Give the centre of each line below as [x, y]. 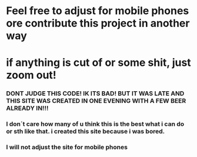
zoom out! [31, 75]
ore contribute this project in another [98, 23]
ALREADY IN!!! [27, 108]
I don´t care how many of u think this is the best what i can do [95, 124]
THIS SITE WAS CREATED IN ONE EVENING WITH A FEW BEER [96, 101]
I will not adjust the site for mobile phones [67, 147]
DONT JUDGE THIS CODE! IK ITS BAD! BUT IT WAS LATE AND [95, 93]
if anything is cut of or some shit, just [98, 63]
